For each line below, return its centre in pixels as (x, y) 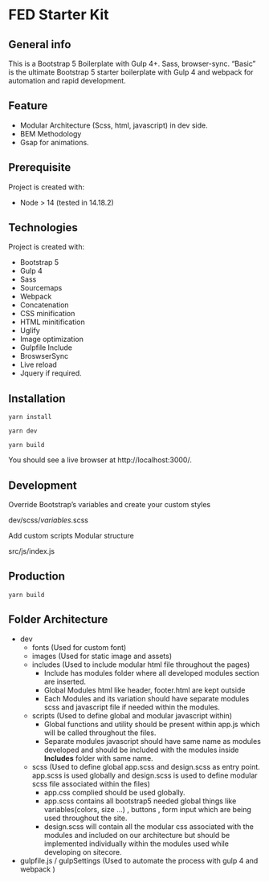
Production (37, 577)
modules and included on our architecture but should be (137, 835)
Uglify (30, 331)
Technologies (43, 228)
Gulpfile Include (46, 348)
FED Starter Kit (59, 15)
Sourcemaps (41, 288)
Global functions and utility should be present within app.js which (152, 724)
